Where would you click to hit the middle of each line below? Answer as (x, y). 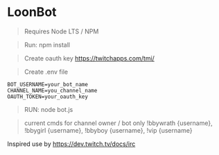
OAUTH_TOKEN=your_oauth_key (48, 97)
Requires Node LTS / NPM (61, 31)
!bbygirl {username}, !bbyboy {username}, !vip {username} (108, 130)
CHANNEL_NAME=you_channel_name (52, 90)
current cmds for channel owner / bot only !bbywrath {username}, (118, 123)
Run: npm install (47, 44)
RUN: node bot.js (49, 109)
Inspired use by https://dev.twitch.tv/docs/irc (71, 144)
